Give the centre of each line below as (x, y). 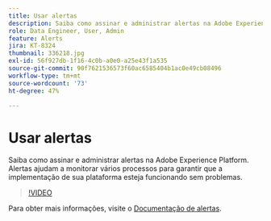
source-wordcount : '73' (48, 83)
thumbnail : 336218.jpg (46, 53)
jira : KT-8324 (32, 46)
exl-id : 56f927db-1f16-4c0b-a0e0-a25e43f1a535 (88, 61)
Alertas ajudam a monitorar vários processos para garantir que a (116, 169)
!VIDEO (40, 193)
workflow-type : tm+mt (45, 76)
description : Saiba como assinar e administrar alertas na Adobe (120, 23)
